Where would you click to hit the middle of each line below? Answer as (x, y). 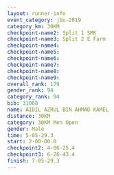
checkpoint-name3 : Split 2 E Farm (57, 39)
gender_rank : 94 (30, 90)
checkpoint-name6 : (33, 59)
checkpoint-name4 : (33, 45)
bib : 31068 (23, 103)
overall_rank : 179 (33, 84)
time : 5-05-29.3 (30, 135)
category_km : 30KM (33, 26)
